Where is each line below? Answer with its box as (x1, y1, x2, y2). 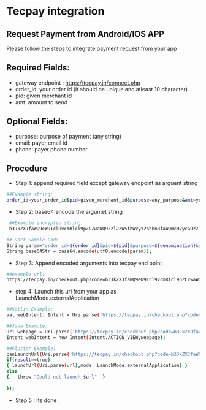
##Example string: (6, 191, 53, 197)
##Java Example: (6, 323, 48, 329)
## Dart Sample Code (6, 237, 59, 243)
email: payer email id (15, 139, 68, 146)
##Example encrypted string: (9, 220, 84, 226)
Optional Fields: (6, 116, 68, 127)
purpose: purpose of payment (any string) (15, 132, 121, 140)
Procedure (6, 164, 48, 174)
